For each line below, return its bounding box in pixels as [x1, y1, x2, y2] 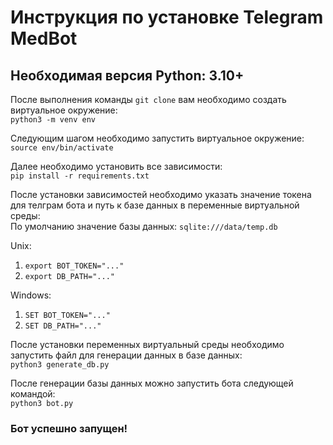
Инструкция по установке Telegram [10, 6, 324, 29]
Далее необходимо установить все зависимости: [10, 161, 223, 172]
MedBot [10, 27, 78, 50]
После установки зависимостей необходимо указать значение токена [10, 189, 312, 200]
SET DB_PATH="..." [24, 321, 102, 331]
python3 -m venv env [10, 115, 97, 125]
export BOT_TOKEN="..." [24, 261, 125, 271]
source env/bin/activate [10, 143, 114, 153]
